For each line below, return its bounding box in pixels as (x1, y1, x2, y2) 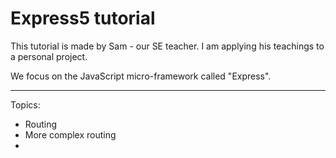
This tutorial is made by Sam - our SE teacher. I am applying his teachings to (10, 40, 325, 52)
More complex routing (24, 128, 117, 141)
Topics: (10, 98, 41, 111)
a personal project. (10, 50, 88, 62)
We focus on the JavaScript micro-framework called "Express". (10, 70, 272, 82)
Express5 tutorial (10, 7, 156, 30)
